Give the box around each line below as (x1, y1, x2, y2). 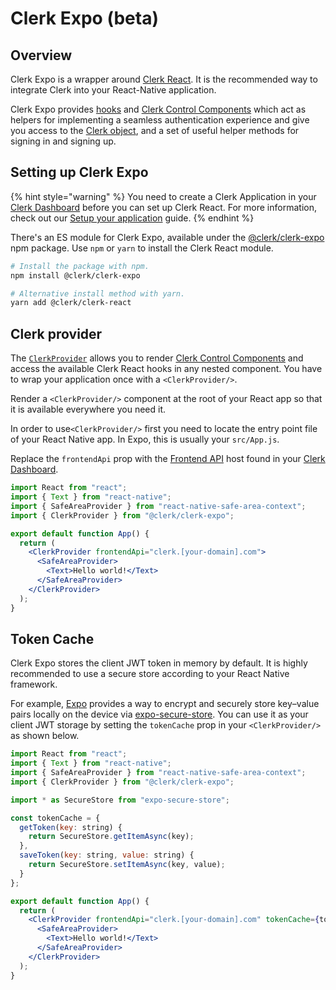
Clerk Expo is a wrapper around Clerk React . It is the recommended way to (10, 73, 318, 85)
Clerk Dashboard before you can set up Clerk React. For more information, (10, 201, 317, 213)
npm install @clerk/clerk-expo (10, 270, 141, 281)
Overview (10, 47, 73, 64)
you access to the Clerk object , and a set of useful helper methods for (10, 125, 300, 136)
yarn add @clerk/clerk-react (10, 298, 132, 308)
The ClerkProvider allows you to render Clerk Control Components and (10, 352, 304, 364)
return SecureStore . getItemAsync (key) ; (28, 832, 195, 842)
